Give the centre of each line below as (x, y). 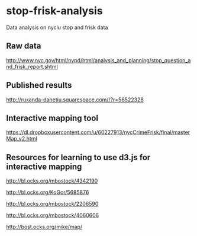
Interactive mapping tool (52, 118)
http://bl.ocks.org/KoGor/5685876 (48, 192)
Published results (39, 85)
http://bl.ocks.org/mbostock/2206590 (52, 204)
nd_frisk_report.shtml (32, 66)
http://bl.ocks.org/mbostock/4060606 (53, 215)
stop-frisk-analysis (54, 11)
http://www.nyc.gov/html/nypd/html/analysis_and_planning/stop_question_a (98, 60)
